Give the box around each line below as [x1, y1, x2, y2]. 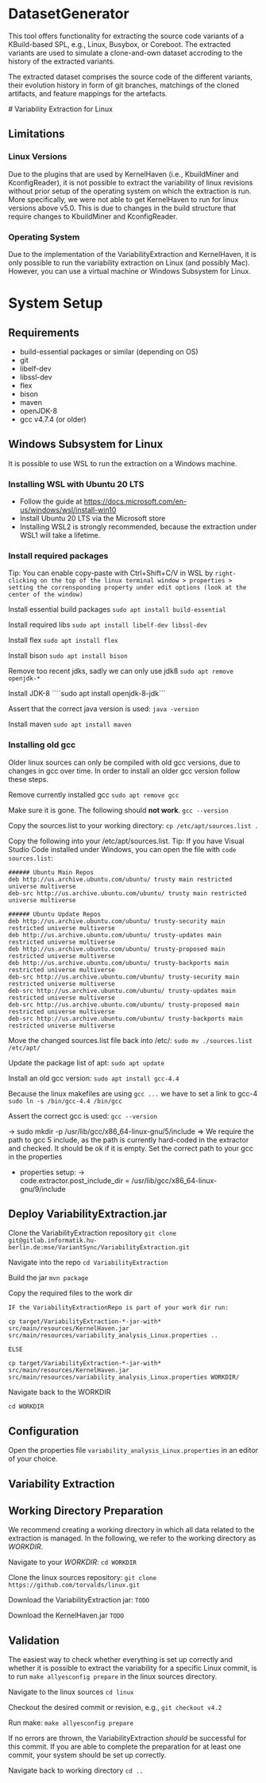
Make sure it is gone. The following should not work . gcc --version [8, 805, 229, 815]
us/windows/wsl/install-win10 [19, 505, 117, 515]
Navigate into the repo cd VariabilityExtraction [8, 1258, 168, 1267]
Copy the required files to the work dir [8, 1288, 133, 1298]
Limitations [8, 127, 65, 141]
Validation [8, 1633, 60, 1647]
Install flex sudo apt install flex [8, 636, 118, 645]
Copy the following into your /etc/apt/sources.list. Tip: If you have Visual [8, 836, 245, 846]
